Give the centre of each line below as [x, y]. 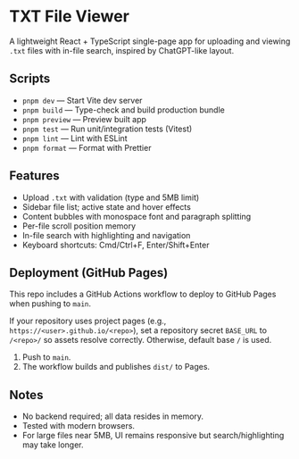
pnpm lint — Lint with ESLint [75, 138]
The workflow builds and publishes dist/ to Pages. [116, 367]
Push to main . [46, 357]
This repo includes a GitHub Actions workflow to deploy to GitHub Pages [143, 294]
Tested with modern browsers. [79, 426]
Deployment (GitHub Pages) [89, 273]
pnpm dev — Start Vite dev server [82, 100]
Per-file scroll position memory [79, 226]
